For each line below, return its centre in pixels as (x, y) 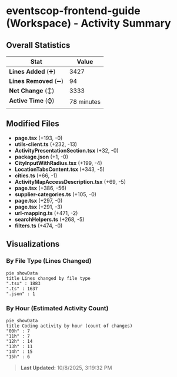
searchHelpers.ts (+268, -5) (49, 219)
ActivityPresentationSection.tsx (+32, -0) (66, 150)
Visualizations (33, 244)
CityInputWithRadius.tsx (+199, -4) (58, 163)
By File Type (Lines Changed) (49, 261)
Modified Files (33, 124)
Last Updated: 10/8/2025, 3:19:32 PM (66, 368)
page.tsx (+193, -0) (39, 138)
